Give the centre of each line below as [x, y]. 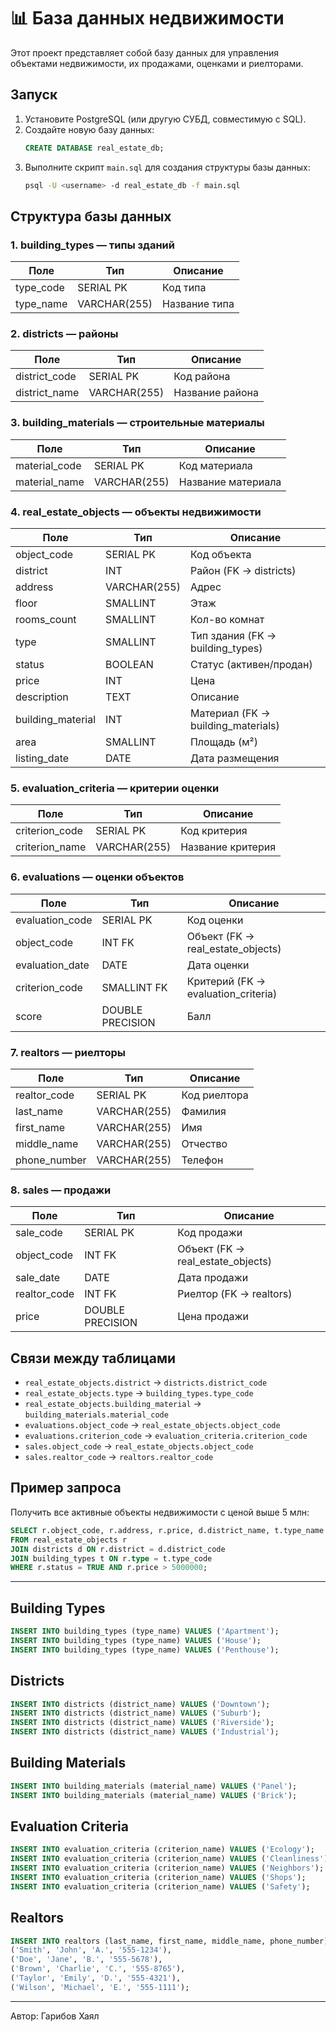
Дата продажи [213, 1278]
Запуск [34, 95]
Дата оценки [218, 965]
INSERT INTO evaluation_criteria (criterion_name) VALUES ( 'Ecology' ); [162, 1850]
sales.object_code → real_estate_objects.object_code [139, 1446]
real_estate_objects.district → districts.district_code [146, 1382]
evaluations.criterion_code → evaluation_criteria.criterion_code [166, 1436]
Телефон [202, 1160]
